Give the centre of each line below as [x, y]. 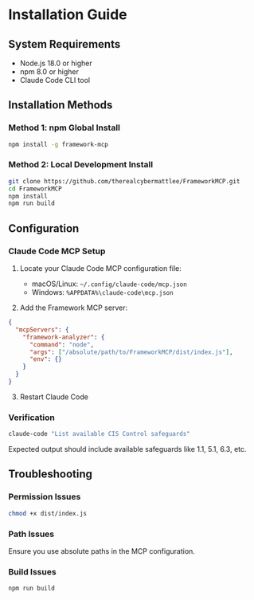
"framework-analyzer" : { [64, 337]
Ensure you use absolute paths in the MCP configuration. [102, 551]
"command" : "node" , [61, 344]
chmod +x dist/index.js [48, 513]
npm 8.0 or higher [49, 72]
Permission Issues [45, 497]
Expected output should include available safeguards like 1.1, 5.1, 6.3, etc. [127, 449]
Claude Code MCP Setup [57, 251]
